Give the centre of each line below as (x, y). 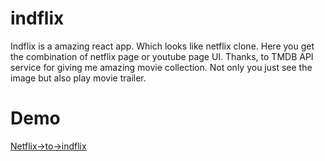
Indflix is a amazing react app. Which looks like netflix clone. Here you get (162, 46)
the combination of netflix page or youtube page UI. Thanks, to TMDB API (162, 56)
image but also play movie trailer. (78, 78)
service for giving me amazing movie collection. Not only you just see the (161, 67)
